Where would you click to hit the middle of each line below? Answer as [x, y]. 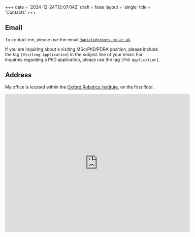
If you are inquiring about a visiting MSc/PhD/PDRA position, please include [81, 49]
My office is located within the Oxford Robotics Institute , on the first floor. [80, 87]
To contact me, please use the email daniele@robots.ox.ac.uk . [68, 39]
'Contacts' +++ [20, 12]
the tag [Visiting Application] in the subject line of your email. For [74, 54]
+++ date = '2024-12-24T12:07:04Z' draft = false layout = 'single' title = [78, 7]
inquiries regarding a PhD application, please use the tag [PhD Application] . [82, 59]
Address [18, 75]
